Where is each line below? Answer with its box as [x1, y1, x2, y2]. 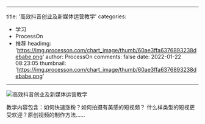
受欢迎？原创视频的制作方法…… [6, 111, 85, 119]
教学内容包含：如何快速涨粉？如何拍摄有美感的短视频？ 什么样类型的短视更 [6, 104, 195, 111]
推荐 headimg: [15, 40, 52, 47]
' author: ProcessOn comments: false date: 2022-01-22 [42, 53, 182, 60]
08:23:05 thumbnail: [15, 60, 67, 67]
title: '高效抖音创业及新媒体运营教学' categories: [6, 13, 127, 20]
